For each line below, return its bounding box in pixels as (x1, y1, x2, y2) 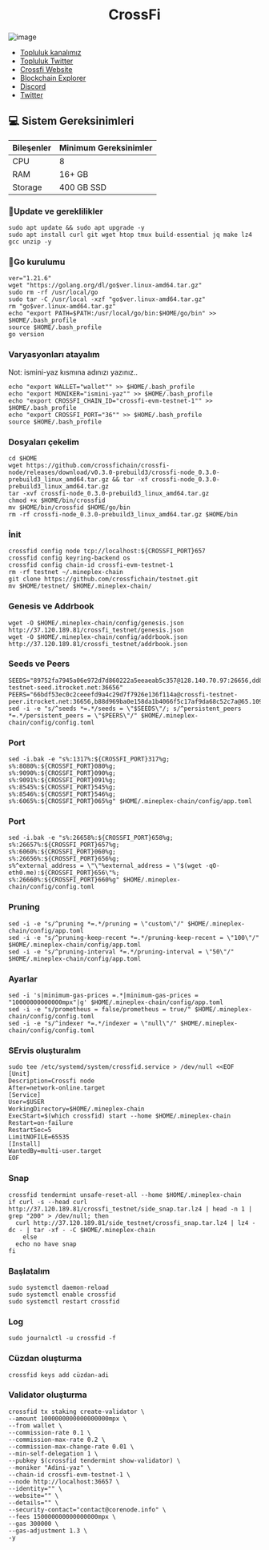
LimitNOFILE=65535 (8, 1133, 70, 1142)
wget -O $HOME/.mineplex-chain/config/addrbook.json (8, 632, 188, 641)
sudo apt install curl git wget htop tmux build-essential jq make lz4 (8, 231, 252, 239)
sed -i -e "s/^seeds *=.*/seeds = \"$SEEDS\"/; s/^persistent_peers (8, 705, 242, 713)
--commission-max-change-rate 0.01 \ (8, 1443, 134, 1451)
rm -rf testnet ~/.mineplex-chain (8, 568, 124, 576)
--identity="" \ (8, 1484, 62, 1492)
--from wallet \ (8, 1421, 62, 1430)
